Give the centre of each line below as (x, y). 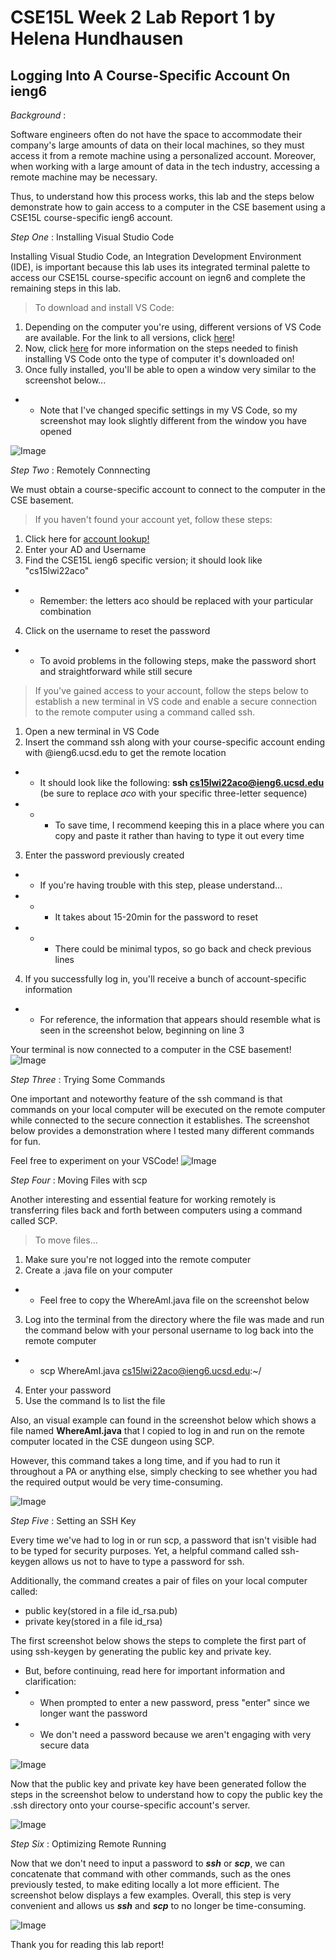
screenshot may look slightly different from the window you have (173, 420)
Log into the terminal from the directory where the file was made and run (174, 1319)
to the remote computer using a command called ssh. (145, 712)
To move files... (66, 1240)
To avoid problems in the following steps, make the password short (178, 660)
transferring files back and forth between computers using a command (156, 1210)
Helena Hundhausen (97, 38)
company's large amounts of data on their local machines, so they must (157, 145)
